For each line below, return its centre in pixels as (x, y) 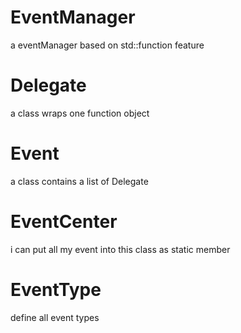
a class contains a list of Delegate (79, 181)
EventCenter (64, 222)
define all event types (55, 317)
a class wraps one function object (80, 113)
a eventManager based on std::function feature (107, 45)
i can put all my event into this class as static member (120, 249)
